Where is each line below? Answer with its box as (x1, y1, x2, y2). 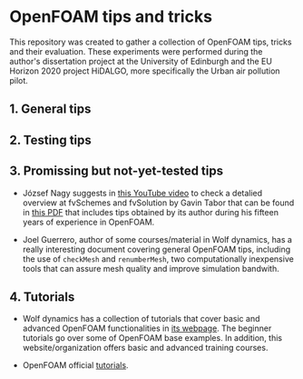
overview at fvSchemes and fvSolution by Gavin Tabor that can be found (22, 197, 295, 208)
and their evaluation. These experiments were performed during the (9, 45, 263, 56)
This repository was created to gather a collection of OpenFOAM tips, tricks (9, 36, 292, 47)
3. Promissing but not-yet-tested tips (9, 164, 224, 179)
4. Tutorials (9, 289, 75, 304)
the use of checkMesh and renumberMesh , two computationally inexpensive (22, 253, 295, 264)
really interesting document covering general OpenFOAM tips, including (22, 244, 291, 254)
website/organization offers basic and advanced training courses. (22, 343, 269, 354)
